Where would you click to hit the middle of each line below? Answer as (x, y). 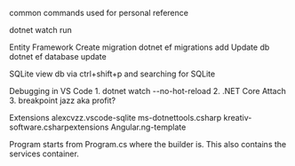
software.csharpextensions (59, 127)
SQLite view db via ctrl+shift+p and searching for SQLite (112, 74)
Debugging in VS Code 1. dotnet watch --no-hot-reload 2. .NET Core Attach (147, 91)
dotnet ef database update (58, 56)
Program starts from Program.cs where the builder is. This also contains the (148, 144)
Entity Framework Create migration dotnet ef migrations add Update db (140, 47)
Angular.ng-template (148, 127)
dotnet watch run (41, 30)
